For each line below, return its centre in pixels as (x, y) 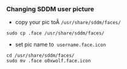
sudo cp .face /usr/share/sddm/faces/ (55, 33)
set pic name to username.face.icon (60, 45)
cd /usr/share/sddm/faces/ (40, 56)
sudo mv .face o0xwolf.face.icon (49, 61)
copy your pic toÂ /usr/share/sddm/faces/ (68, 22)
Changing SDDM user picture (50, 9)
